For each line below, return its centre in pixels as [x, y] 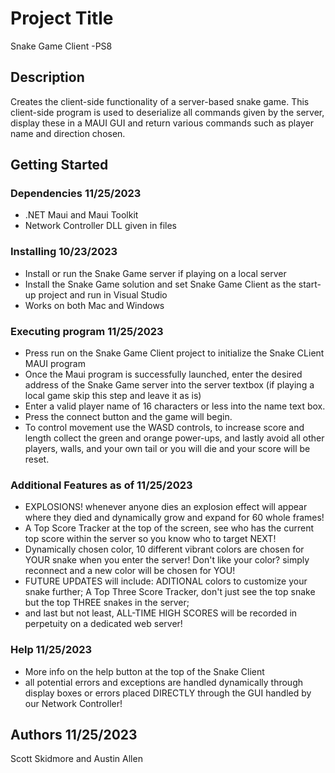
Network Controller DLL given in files [100, 226]
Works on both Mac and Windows [94, 305]
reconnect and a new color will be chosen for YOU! [130, 571]
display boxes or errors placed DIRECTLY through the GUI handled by [168, 693]
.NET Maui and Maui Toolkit [81, 215]
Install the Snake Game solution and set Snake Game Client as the [160, 284]
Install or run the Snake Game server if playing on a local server [155, 273]
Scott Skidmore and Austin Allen [76, 759]
